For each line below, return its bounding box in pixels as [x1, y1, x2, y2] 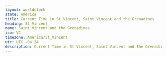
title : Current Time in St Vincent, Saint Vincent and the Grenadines [5, 16, 155, 21]
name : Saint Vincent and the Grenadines [5, 26, 90, 31]
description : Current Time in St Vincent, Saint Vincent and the [5, 44, 143, 49]
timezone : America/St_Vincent [5, 35, 68, 40]
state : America [5, 12, 37, 17]
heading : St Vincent [5, 21, 48, 26]
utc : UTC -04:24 [5, 40, 39, 45]
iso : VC [5, 30, 21, 35]
